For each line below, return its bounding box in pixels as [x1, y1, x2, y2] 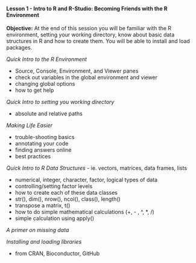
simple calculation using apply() [14, 215, 95, 222]
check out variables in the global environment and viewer [14, 74, 158, 81]
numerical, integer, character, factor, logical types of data [14, 176, 158, 184]
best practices [14, 153, 51, 160]
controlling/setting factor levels [14, 183, 93, 190]
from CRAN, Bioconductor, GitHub [14, 250, 100, 257]
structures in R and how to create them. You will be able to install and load [6, 37, 190, 45]
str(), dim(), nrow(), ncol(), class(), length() [14, 195, 121, 203]
